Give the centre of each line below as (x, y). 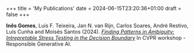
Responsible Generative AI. (39, 44)
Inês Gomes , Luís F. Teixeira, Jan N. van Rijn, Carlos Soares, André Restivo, (97, 26)
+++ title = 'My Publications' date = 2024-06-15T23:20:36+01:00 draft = (94, 8)
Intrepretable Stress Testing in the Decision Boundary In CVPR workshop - (96, 38)
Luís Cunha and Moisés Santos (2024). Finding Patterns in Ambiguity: (90, 32)
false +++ (18, 14)
